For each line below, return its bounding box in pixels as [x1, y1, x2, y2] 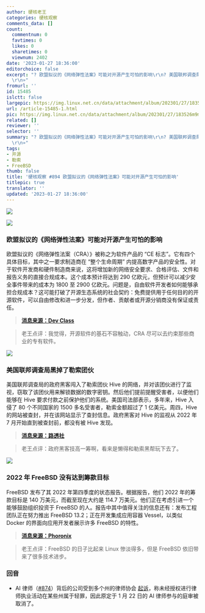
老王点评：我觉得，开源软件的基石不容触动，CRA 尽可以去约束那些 [21, 330, 189, 337]
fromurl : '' [6, 83, 37, 89]
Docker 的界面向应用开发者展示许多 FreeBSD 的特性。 [6, 519, 142, 526]
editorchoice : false [6, 65, 59, 72]
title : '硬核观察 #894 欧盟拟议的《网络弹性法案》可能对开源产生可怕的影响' [6, 174, 179, 180]
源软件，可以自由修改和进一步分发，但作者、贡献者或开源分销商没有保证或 [6, 296, 193, 303]
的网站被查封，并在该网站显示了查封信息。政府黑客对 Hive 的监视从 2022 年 [6, 411, 197, 419]
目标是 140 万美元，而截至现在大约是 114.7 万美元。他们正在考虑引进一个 [11, 496, 194, 503]
